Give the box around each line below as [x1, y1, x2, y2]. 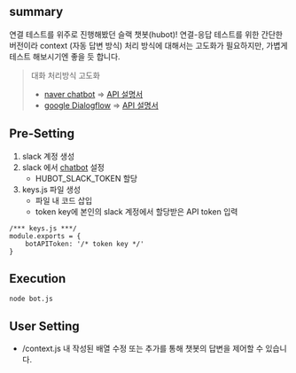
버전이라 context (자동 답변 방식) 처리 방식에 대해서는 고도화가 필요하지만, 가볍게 [9, 40, 288, 51]
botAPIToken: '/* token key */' [25, 239, 144, 248]
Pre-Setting [9, 126, 75, 142]
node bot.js [9, 294, 53, 304]
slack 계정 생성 [21, 151, 75, 161]
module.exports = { [9, 231, 82, 240]
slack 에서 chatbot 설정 [21, 161, 105, 173]
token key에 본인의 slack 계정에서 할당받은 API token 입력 [35, 206, 238, 217]
